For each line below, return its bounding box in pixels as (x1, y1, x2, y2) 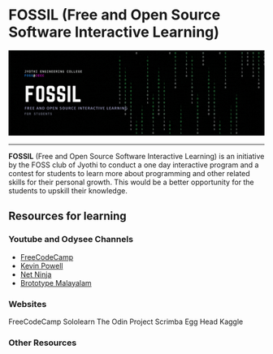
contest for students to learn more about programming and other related (8, 168, 250, 178)
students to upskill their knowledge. (8, 185, 128, 196)
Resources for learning (8, 209, 128, 223)
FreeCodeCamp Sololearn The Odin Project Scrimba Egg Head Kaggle (8, 317, 244, 326)
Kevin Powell (19, 261, 63, 270)
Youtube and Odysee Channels (8, 234, 134, 245)
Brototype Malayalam (19, 278, 92, 287)
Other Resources (8, 337, 77, 348)
